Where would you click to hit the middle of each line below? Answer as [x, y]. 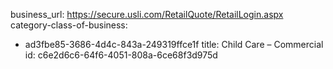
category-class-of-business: [69, 25]
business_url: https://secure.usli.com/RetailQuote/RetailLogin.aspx [147, 14]
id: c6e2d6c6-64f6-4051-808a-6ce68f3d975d [121, 55]
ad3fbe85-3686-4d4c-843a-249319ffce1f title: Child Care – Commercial [174, 44]
